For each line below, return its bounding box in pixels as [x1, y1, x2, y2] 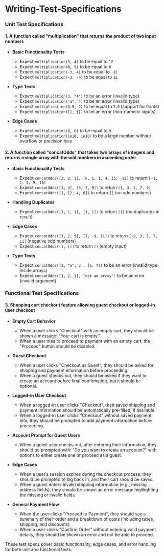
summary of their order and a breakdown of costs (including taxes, [19, 516, 155, 522]
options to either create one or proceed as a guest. [19, 452, 122, 458]
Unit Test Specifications [5, 21, 64, 28]
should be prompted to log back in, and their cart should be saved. [19, 476, 154, 482]
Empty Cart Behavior [12, 318, 56, 324]
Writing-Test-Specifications [5, 3, 121, 15]
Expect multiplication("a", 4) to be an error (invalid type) [19, 98, 140, 104]
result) [19, 214, 33, 220]
